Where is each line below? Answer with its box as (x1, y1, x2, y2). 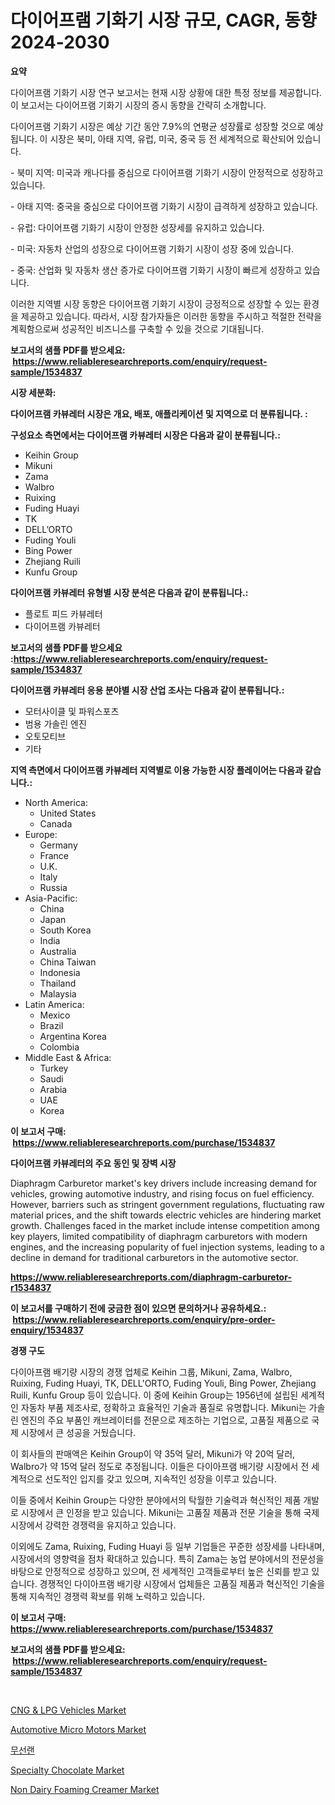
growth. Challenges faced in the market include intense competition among (10, 1219, 320, 1231)
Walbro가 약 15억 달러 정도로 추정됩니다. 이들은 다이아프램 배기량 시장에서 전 (10, 1460, 310, 1472)
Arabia (39, 1083, 68, 1095)
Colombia (39, 1041, 80, 1053)
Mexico (39, 1009, 71, 1021)
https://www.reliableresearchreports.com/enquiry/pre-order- (12, 1313, 276, 1325)
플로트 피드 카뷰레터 (24, 607, 103, 620)
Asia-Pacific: (24, 892, 78, 904)
